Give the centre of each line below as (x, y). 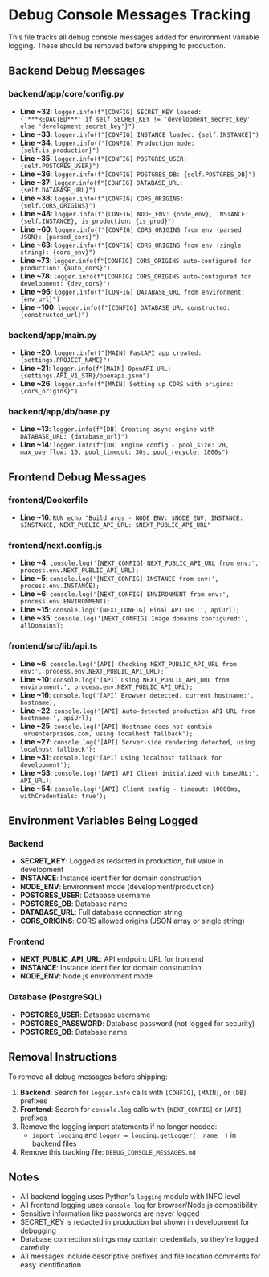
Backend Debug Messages (77, 71)
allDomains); (42, 626)
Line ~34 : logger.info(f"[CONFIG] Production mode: (107, 142)
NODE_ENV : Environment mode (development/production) (117, 887)
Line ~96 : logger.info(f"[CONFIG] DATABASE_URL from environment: (132, 291)
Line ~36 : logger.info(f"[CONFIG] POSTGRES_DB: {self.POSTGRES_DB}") (138, 174)
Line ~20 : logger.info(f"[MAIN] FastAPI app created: (111, 352)
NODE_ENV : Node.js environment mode (86, 976)
